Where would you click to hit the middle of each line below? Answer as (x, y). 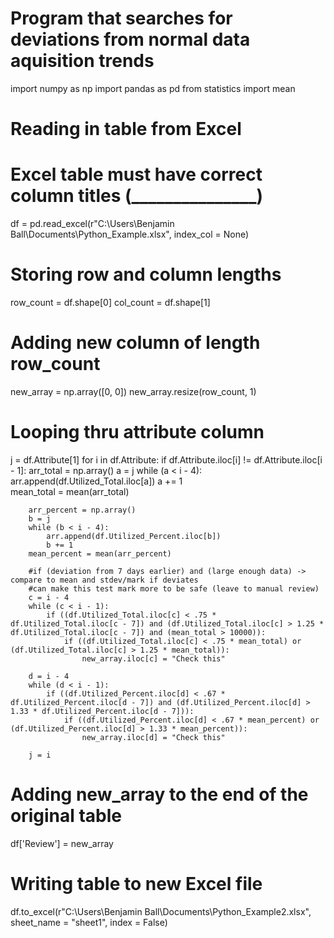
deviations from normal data (130, 39)
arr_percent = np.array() (82, 510)
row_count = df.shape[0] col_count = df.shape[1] (110, 302)
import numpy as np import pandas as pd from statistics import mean (153, 88)
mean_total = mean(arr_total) (70, 491)
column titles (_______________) (137, 196)
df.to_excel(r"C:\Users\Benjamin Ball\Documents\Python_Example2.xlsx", (161, 911)
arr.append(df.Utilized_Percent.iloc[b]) (134, 536)
